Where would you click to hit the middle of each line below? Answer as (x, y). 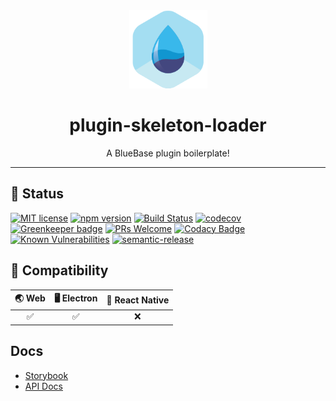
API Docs (43, 386)
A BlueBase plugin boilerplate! (168, 153)
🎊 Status (37, 194)
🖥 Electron (75, 298)
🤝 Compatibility (59, 270)
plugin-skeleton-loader (168, 125)
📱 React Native (138, 300)
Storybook (46, 375)
